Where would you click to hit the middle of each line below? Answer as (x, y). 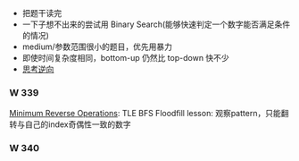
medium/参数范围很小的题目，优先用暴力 (97, 47)
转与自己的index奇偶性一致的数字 (70, 124)
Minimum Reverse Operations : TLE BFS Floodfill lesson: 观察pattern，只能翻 (149, 114)
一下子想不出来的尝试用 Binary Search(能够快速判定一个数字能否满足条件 (156, 24)
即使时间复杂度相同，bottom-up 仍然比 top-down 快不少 (125, 58)
